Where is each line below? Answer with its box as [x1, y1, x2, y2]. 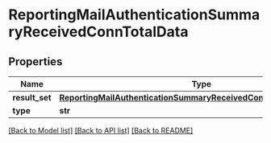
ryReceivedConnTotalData [8, 22, 189, 41]
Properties [8, 55, 63, 68]
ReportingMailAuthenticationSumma [8, 6, 261, 24]
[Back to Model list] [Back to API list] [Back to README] [8, 126, 194, 135]
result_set [12, 92, 52, 103]
